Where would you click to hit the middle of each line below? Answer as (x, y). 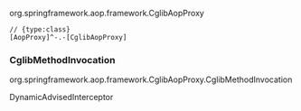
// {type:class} (40, 30)
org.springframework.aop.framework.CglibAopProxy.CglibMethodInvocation (151, 79)
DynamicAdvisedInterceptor (61, 97)
